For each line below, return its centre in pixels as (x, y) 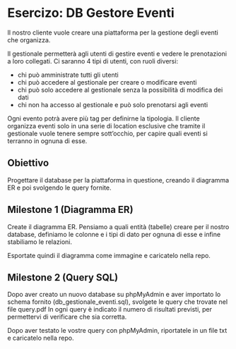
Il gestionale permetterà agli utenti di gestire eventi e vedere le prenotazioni (117, 54)
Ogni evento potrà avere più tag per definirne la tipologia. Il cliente (104, 118)
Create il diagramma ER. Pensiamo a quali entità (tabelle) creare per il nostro (118, 226)
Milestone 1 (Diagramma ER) (70, 210)
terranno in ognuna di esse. (47, 141)
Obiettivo (28, 163)
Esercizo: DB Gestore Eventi (91, 13)
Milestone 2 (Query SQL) (63, 277)
